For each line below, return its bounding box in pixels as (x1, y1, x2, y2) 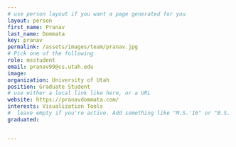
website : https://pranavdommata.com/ (7, 97, 119, 104)
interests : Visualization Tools (7, 103, 103, 110)
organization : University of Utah (7, 76, 110, 84)
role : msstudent (7, 57, 55, 64)
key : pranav (7, 37, 43, 44)
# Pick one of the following (7, 50, 94, 58)
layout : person (7, 17, 53, 24)
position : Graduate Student (7, 83, 91, 90)
